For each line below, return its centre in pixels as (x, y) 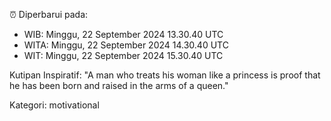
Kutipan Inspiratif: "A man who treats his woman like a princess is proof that (165, 75)
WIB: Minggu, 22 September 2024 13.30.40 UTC (123, 34)
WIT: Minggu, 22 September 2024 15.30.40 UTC (123, 55)
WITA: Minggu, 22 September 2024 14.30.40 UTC (126, 45)
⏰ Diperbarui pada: (49, 14)
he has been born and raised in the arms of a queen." (119, 85)
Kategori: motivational (54, 105)
